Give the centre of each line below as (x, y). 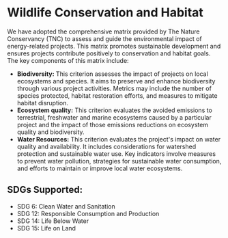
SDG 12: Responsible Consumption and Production (88, 213)
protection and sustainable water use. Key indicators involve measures (116, 154)
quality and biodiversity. (51, 132)
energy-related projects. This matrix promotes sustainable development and (114, 46)
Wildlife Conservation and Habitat (105, 13)
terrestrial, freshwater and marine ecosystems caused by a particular (114, 117)
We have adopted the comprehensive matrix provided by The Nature (103, 31)
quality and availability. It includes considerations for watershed (106, 146)
